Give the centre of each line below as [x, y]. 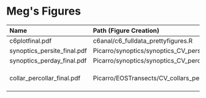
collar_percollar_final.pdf [45, 78]
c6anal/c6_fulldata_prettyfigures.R [143, 41]
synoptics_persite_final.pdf [48, 51]
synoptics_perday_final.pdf [48, 60]
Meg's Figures [44, 11]
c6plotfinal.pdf [31, 41]
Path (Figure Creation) [126, 30]
